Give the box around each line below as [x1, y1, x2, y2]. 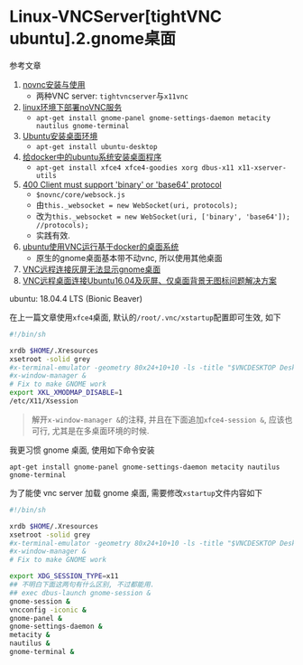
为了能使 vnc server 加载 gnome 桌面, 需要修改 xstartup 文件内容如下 [9, 487, 263, 498]
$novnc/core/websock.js [35, 190, 126, 200]
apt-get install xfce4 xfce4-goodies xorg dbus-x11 [35, 163, 234, 173]
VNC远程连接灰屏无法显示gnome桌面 [22, 264, 161, 275]
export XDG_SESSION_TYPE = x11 [9, 572, 119, 581]
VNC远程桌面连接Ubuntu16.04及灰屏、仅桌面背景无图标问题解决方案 [22, 275, 278, 286]
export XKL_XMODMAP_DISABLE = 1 [9, 389, 124, 398]
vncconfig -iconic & [9, 605, 87, 614]
